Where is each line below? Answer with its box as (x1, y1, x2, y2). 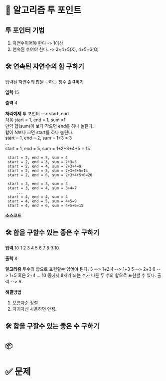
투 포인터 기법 (5, 26, 45, 34)
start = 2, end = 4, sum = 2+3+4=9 (7, 164, 81, 169)
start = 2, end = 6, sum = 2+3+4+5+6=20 (7, 173, 93, 178)
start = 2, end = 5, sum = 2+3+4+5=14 (7, 168, 88, 173)
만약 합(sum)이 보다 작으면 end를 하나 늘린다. (5, 123, 94, 129)
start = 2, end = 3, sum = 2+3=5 (7, 159, 77, 165)
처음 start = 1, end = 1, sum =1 (5, 117, 66, 123)
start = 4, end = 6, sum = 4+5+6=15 (7, 203, 84, 208)
